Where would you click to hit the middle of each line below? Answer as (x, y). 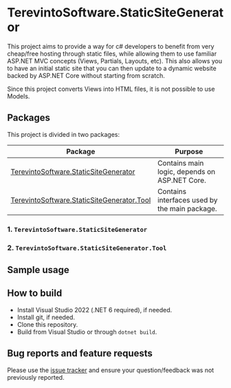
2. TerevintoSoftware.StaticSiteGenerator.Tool (87, 248)
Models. (19, 96)
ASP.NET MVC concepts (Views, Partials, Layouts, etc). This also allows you (115, 61)
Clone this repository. (47, 324)
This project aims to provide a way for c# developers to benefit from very (111, 46)
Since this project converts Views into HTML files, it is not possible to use (111, 89)
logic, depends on (186, 171)
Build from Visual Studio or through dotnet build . (87, 332)
